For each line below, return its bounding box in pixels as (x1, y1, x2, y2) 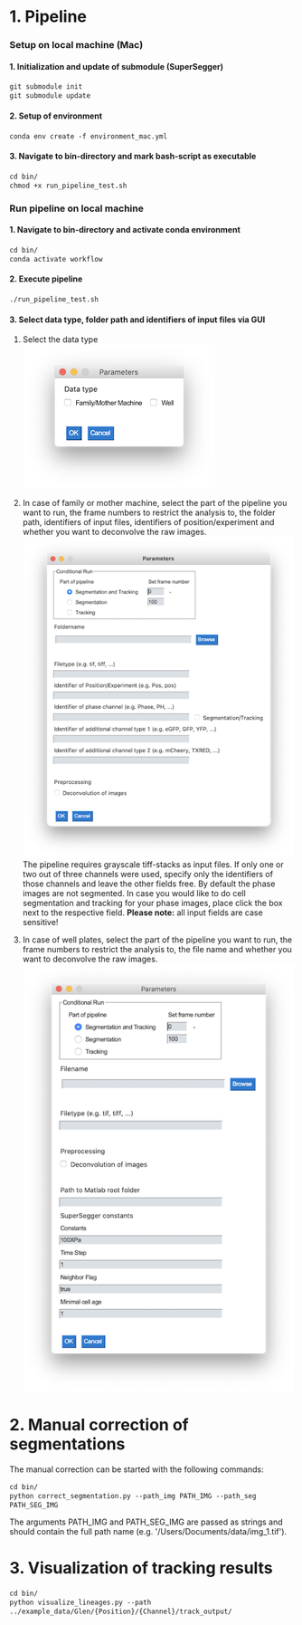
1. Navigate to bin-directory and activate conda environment (9, 225, 241, 235)
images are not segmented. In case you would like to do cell (22, 887, 246, 898)
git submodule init (9, 82, 83, 91)
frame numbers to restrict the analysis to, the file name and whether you (22, 943, 292, 954)
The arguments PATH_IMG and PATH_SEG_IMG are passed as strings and (9, 1516, 283, 1527)
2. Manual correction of (9, 1415, 189, 1436)
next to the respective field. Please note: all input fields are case (22, 907, 264, 918)
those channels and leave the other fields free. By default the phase (22, 878, 276, 889)
